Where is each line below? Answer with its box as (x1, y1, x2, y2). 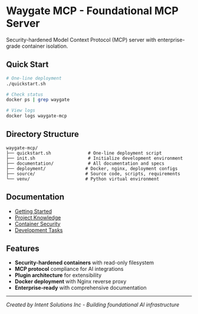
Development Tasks (14, 226, 63, 234)
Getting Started (14, 208, 52, 215)
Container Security (14, 220, 61, 227)
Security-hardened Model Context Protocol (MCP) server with (6, 36, 157, 43)
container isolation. (21, 42, 68, 50)
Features (6, 244, 39, 254)
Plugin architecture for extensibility (14, 272, 102, 279)
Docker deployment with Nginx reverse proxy (14, 278, 127, 285)
